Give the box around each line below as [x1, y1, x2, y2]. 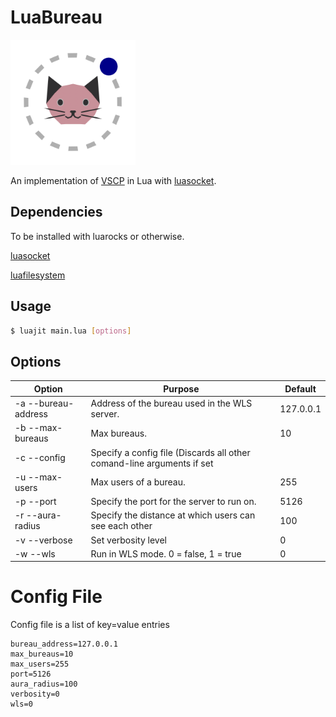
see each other [90, 520, 153, 532]
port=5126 [10, 669, 52, 680]
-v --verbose [14, 534, 73, 546]
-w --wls [14, 547, 56, 560]
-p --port [14, 496, 57, 507]
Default [284, 382, 317, 395]
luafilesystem [10, 269, 66, 281]
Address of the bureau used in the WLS [90, 397, 253, 409]
